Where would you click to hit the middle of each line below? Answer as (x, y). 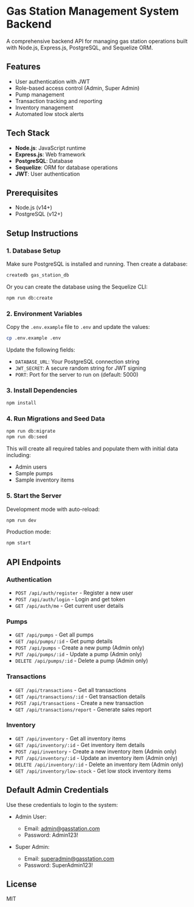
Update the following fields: (41, 350)
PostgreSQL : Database (44, 161)
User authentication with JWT (52, 81)
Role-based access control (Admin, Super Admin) (77, 88)
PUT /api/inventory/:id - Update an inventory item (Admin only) (96, 757)
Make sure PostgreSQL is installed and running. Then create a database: (97, 264)
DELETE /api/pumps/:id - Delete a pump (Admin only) (81, 661)
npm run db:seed (27, 437)
